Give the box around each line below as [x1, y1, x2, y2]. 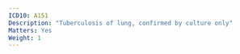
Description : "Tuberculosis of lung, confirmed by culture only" [8, 19, 233, 27]
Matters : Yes [8, 26, 53, 34]
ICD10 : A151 [8, 11, 48, 20]
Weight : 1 [8, 33, 42, 42]
